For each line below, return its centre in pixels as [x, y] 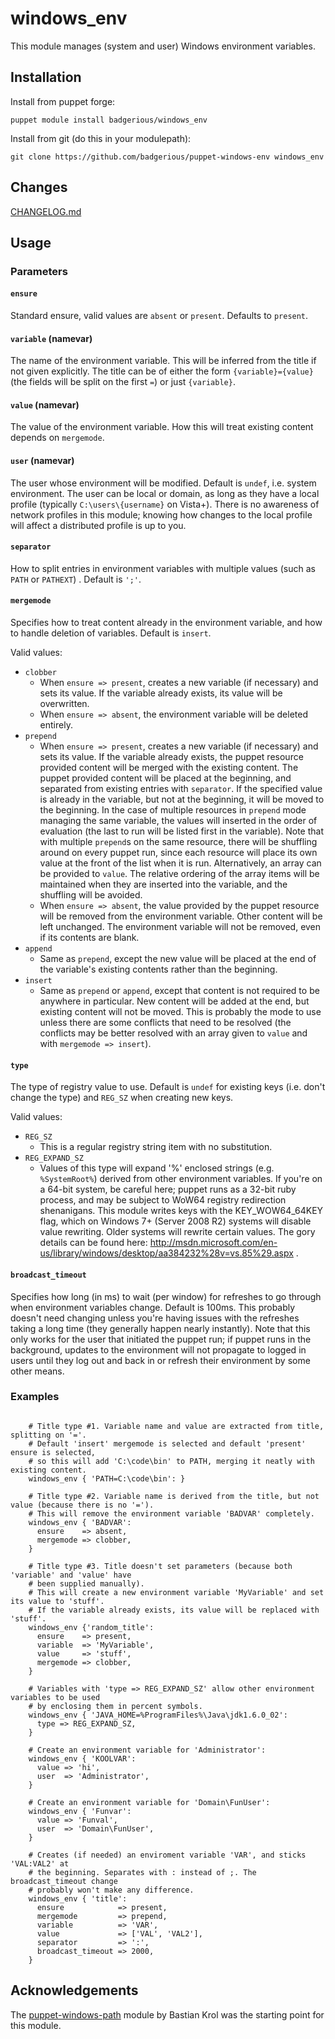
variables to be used [55, 1697]
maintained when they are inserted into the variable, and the [163, 884]
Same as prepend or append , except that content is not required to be [179, 991]
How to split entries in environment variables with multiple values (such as [163, 568]
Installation [46, 77]
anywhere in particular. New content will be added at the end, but [174, 1001]
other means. [37, 1371]
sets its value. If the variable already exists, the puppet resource [171, 757]
